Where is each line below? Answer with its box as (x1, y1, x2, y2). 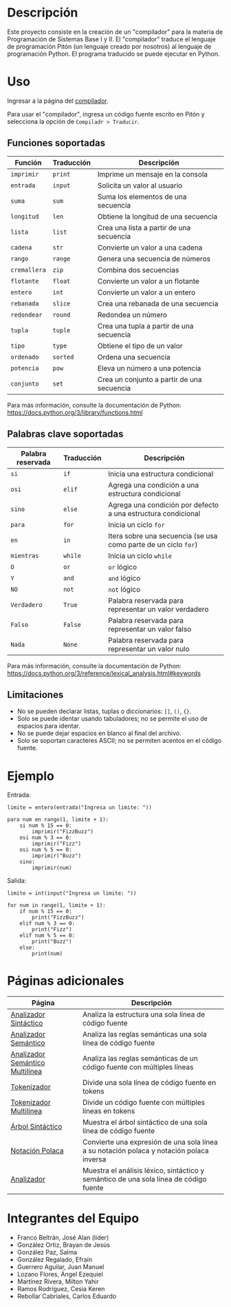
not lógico (107, 584, 141, 594)
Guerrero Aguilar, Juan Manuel (16, 1263, 104, 1271)
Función (14, 157, 43, 167)
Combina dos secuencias (97, 265, 179, 275)
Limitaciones (7, 688, 64, 701)
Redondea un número (97, 310, 167, 319)
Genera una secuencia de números (97, 254, 211, 263)
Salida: (7, 877, 27, 885)
